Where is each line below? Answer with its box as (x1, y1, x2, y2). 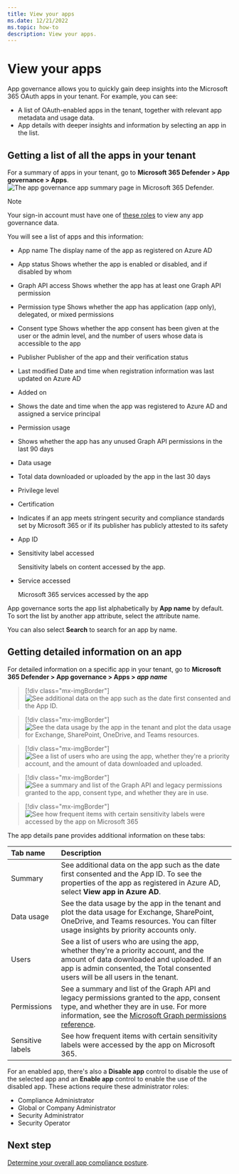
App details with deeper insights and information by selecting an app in (17, 121, 226, 130)
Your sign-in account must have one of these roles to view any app (7, 211, 204, 219)
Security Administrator (17, 1111, 84, 1119)
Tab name (11, 848, 46, 858)
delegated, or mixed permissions (17, 311, 115, 318)
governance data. (7, 219, 59, 227)
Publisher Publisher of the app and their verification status (17, 353, 188, 361)
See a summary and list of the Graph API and (60, 984, 211, 994)
